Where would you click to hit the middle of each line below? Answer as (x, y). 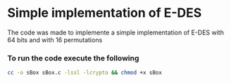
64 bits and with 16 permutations (55, 39)
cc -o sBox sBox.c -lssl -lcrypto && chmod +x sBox (85, 73)
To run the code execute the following (73, 58)
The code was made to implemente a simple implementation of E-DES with (115, 32)
